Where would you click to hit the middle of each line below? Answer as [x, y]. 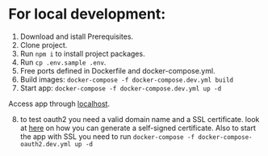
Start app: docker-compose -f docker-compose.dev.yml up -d [121, 88]
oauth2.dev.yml [46, 144]
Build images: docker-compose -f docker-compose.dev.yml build [127, 79]
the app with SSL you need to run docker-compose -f [107, 136]
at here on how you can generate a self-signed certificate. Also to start [138, 128]
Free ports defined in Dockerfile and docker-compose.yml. [117, 70]
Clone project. [44, 44]
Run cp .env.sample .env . [63, 62]
